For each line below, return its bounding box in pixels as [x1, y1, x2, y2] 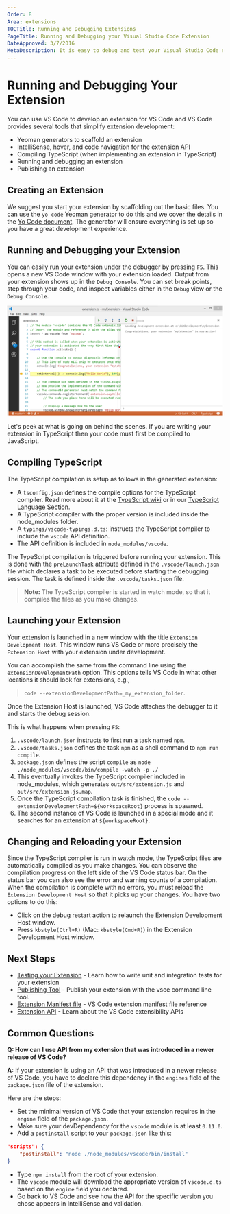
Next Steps [7, 953, 55, 964]
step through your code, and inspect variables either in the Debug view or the [7, 285, 222, 293]
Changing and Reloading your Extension [7, 836, 183, 847]
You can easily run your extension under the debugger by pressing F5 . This [7, 263, 219, 271]
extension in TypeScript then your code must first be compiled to [7, 429, 190, 438]
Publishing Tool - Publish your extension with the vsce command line [16, 986, 212, 994]
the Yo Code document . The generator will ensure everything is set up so [7, 217, 214, 226]
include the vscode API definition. [16, 532, 110, 540]
